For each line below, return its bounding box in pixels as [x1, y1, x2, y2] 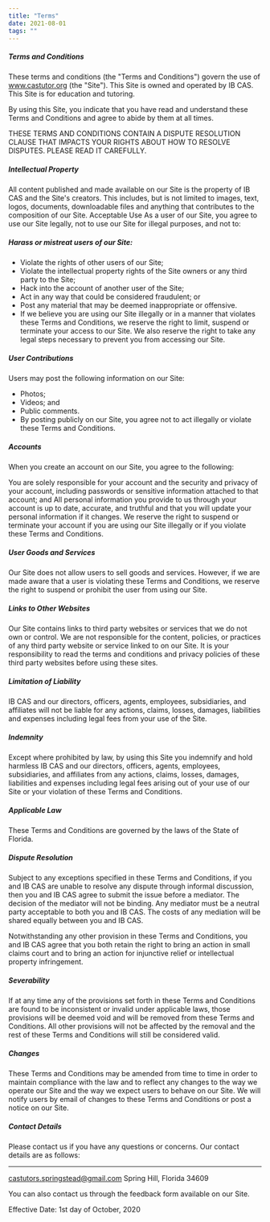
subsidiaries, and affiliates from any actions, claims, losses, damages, [8, 770, 239, 780]
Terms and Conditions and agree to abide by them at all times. [8, 114, 215, 123]
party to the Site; [19, 275, 76, 284]
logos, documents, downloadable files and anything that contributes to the [8, 202, 255, 212]
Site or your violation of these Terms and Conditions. [8, 787, 183, 797]
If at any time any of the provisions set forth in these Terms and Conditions [8, 996, 256, 1005]
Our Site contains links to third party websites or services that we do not [8, 623, 247, 633]
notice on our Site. [8, 1103, 70, 1112]
